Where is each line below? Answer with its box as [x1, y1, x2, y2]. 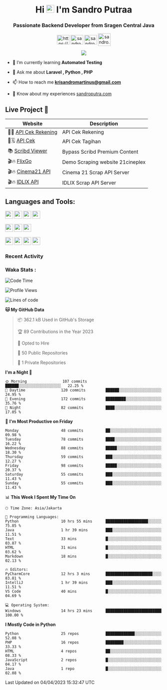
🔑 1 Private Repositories [17, 360, 66, 366]
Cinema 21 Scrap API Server [62, 169, 130, 176]
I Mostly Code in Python [5, 621, 56, 627]
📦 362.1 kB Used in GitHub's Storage [17, 317, 95, 323]
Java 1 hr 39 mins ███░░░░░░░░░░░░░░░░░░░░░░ [5, 528, 162, 533]
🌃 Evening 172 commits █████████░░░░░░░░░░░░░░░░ [5, 397, 162, 402]
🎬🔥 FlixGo [7, 158, 32, 165]
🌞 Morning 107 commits [5, 379, 87, 384]
